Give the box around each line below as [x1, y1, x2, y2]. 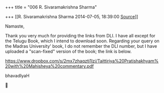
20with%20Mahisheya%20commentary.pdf [5, 63, 94, 69]
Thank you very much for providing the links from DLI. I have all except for [5, 33, 156, 38]
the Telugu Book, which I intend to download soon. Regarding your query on [5, 38, 160, 44]
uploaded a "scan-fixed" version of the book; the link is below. [5, 49, 132, 54]
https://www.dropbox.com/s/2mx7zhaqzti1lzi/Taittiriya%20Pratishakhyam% [5, 58, 159, 63]
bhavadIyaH [5, 73, 30, 78]
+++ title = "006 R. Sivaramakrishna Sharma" [5, 4, 97, 10]
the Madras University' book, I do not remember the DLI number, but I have [5, 43, 158, 49]
